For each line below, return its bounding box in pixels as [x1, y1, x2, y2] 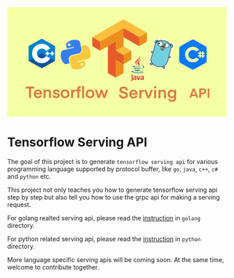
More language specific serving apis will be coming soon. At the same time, [7, 255, 224, 263]
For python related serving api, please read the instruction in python [7, 234, 201, 243]
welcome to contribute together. [7, 263, 100, 271]
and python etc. [7, 172, 52, 180]
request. [7, 200, 31, 208]
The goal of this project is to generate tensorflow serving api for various [7, 157, 218, 165]
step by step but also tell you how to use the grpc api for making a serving [7, 193, 220, 201]
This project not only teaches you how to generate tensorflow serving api [7, 186, 218, 194]
